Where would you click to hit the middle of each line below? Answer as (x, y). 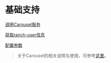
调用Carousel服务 (23, 24)
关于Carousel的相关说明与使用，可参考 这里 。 (63, 55)
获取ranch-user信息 (25, 35)
